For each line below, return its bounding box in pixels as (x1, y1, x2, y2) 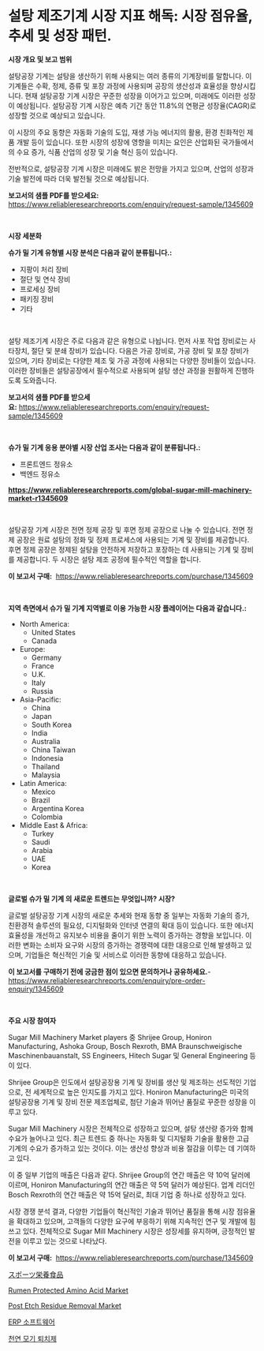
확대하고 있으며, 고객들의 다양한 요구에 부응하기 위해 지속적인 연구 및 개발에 (16, 1216, 248, 1226)
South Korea (31, 720, 73, 729)
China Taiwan (31, 745, 76, 754)
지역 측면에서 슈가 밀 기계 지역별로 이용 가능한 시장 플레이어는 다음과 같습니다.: (8, 603, 247, 612)
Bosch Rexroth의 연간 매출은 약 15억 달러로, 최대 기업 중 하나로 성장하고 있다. (8, 1189, 247, 1199)
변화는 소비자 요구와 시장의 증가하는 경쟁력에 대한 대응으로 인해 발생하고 (22, 940, 244, 949)
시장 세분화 (8, 230, 42, 241)
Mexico (31, 787, 56, 796)
